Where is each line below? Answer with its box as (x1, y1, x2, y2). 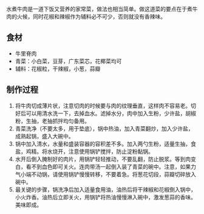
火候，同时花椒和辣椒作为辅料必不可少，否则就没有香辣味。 (16, 13, 166, 20)
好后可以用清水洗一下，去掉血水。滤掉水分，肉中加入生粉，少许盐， (15, 109, 186, 117)
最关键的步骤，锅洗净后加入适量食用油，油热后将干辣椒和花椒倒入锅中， (15, 185, 196, 193)
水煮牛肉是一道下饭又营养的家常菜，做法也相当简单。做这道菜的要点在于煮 (6, 5, 192, 12)
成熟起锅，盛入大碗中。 (15, 132, 74, 140)
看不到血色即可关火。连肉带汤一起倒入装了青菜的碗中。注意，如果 (25, 163, 191, 170)
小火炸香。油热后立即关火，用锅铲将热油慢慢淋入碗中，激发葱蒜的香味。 (15, 193, 196, 201)
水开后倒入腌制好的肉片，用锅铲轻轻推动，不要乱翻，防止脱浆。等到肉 (15, 155, 191, 163)
